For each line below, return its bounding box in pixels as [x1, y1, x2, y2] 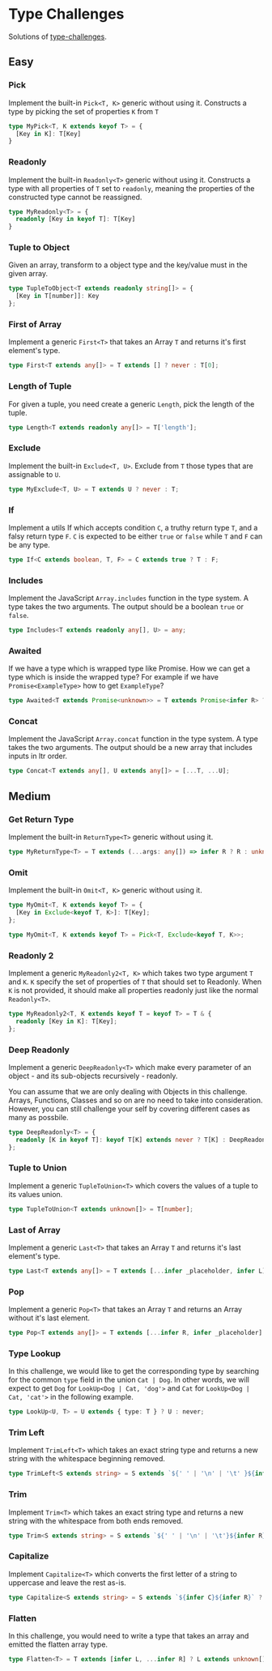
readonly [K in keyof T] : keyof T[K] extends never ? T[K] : [15, 1136, 227, 1144]
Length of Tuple [8, 381, 72, 392]
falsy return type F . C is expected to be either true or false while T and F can [8, 531, 263, 541]
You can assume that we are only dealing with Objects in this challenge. [8, 1086, 248, 1096]
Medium [8, 789, 51, 803]
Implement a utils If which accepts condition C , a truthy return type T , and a [8, 522, 258, 532]
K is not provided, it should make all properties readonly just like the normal [8, 985, 259, 995]
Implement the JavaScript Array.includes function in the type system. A [8, 593, 249, 603]
